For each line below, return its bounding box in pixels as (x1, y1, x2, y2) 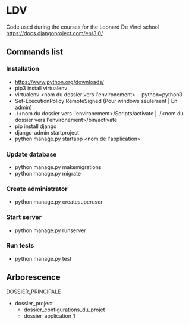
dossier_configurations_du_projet (23, 306, 105, 313)
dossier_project (14, 299, 53, 307)
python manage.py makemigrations (14, 163, 102, 170)
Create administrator (6, 185, 68, 193)
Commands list (6, 47, 64, 57)
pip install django (14, 123, 57, 130)
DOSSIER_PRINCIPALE (6, 288, 61, 295)
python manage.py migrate (14, 170, 81, 177)
